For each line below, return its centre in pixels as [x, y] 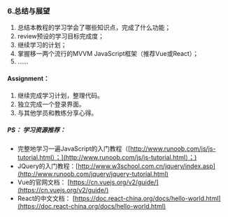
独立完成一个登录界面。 [51, 104]
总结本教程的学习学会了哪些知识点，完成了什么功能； [94, 28]
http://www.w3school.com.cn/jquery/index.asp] [147, 166]
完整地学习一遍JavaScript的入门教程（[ [74, 149]
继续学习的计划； [42, 45]
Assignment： [29, 78]
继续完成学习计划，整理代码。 [60, 95]
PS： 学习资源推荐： [37, 130]
